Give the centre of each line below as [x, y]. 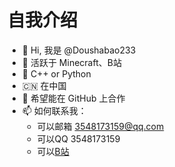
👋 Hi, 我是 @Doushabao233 [79, 50]
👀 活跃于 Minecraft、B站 [71, 62]
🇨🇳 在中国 [44, 85]
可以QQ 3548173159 [78, 138]
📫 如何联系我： [54, 110]
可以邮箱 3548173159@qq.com [100, 126]
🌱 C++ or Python [56, 73]
